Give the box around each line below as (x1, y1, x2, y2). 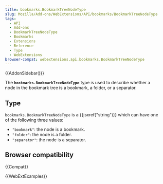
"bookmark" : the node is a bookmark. (12, 127, 85, 132)
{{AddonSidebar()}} (5, 70, 45, 76)
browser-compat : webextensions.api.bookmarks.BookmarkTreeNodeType (5, 57, 145, 62)
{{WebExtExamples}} (5, 173, 48, 179)
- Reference (9, 43, 34, 48)
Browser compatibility (5, 151, 74, 159)
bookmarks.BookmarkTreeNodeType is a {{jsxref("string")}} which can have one (5, 112, 159, 118)
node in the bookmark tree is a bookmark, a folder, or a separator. (5, 85, 137, 91)
